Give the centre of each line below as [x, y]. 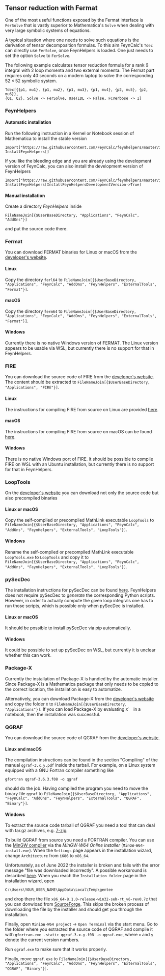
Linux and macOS [23, 749]
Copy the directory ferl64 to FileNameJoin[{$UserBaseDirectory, [71, 279]
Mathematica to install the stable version [46, 138]
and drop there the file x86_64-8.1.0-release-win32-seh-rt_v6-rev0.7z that [81, 899]
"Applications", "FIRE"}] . [32, 387]
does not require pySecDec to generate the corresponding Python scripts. [80, 595]
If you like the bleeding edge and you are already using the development [78, 161]
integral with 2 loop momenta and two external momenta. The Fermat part [80, 70]
